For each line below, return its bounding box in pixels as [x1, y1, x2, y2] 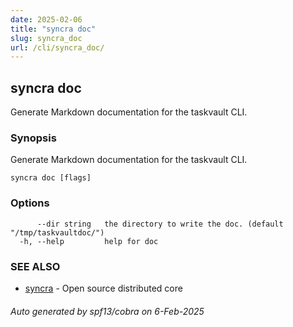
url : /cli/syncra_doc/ [10, 42, 105, 53]
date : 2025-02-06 [10, 14, 83, 25]
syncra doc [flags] [10, 173, 92, 183]
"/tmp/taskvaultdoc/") [10, 227, 105, 238]
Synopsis [10, 131, 57, 145]
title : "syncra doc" [10, 24, 97, 34]
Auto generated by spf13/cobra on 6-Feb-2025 [10, 305, 205, 317]
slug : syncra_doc [10, 33, 83, 43]
